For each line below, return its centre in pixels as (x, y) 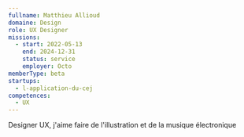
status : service (49, 59)
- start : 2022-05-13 (49, 45)
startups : (24, 81)
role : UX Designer (38, 30)
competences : (30, 96)
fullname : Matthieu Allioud (54, 15)
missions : (24, 37)
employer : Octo (47, 67)
